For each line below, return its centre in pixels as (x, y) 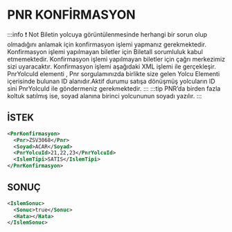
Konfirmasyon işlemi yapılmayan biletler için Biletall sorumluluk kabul (105, 51)
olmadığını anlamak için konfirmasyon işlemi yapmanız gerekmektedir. (107, 44)
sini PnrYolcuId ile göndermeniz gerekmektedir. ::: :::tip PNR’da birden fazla (114, 88)
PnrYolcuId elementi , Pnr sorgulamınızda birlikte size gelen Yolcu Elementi (114, 73)
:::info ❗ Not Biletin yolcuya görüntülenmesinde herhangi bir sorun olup (107, 34)
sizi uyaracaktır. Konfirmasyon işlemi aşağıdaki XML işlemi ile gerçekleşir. (111, 66)
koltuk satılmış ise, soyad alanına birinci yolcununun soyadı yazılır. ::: (105, 96)
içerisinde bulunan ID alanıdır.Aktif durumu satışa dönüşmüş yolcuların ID (111, 81)
